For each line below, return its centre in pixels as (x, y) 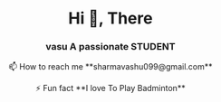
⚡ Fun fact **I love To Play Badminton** (110, 88)
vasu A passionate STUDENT (110, 47)
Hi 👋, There (110, 19)
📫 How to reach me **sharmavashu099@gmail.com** (110, 67)
